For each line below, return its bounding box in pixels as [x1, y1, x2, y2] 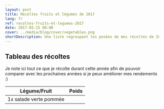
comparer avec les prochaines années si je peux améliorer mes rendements [5, 70, 158, 76]
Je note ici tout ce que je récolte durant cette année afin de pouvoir [5, 65, 141, 71]
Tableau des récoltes [5, 52, 70, 61]
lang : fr [5, 16, 23, 21]
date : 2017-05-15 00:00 [5, 25, 54, 30]
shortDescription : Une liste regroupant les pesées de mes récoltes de [5, 35, 154, 40]
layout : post [5, 7, 32, 12]
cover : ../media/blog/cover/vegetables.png [5, 30, 95, 35]
